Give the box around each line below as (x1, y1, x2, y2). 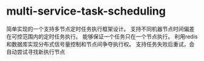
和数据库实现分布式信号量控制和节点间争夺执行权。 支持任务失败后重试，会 (6, 40, 195, 48)
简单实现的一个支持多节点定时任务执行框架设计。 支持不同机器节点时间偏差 (6, 25, 195, 32)
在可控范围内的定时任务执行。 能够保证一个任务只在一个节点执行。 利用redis (6, 32, 198, 40)
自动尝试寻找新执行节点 (6, 48, 65, 56)
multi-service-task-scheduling (6, 4, 166, 18)
